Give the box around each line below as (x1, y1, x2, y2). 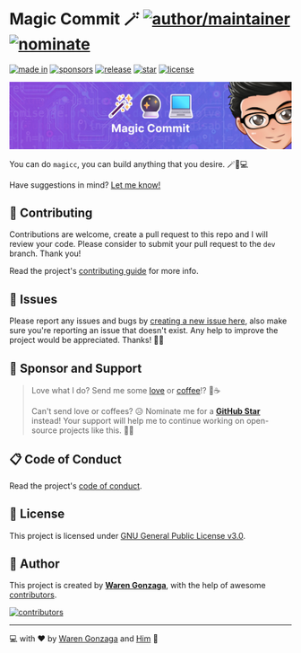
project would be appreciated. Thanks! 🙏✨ (9, 335, 164, 346)
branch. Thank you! (9, 248, 82, 259)
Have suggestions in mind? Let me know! (9, 179, 161, 190)
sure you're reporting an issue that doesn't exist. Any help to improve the (9, 325, 279, 336)
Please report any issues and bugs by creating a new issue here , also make (9, 315, 288, 326)
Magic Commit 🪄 (9, 9, 141, 30)
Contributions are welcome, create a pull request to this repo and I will (9, 229, 269, 240)
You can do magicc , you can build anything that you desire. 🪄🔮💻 (9, 158, 249, 169)
